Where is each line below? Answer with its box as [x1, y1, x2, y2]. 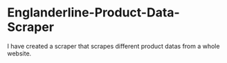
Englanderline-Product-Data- [7, 5, 180, 21]
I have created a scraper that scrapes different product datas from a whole [7, 42, 220, 50]
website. [7, 49, 32, 58]
